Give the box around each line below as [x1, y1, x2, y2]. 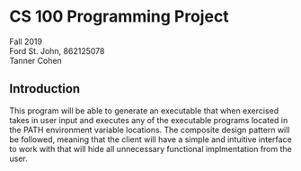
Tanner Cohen [9, 55, 63, 66]
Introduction [9, 81, 81, 96]
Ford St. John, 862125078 [9, 45, 105, 56]
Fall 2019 [9, 36, 43, 47]
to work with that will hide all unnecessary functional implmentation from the [9, 143, 292, 154]
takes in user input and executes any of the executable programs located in [9, 114, 288, 125]
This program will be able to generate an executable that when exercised [9, 105, 279, 116]
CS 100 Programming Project [9, 6, 229, 27]
